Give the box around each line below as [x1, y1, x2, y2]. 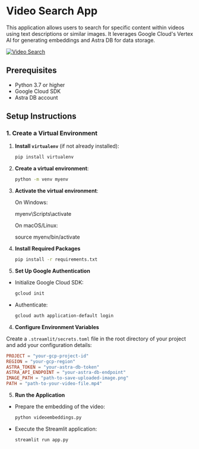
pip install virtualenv [14, 154, 74, 160]
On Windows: [14, 199, 48, 206]
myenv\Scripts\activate [14, 210, 72, 218]
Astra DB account [14, 94, 58, 101]
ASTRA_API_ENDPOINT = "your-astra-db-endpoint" [6, 370, 127, 376]
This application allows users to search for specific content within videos [6, 24, 185, 31]
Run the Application [14, 392, 65, 399]
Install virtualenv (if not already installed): [14, 143, 119, 150]
